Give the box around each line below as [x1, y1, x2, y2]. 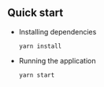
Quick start [7, 6, 64, 20]
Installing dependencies [18, 27, 97, 36]
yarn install [18, 42, 62, 50]
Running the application [18, 56, 96, 65]
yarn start [18, 71, 55, 79]
